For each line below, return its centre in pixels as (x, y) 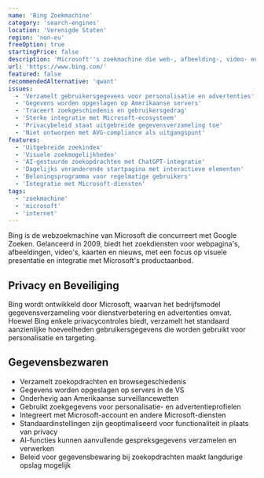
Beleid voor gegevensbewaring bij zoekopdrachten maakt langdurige (131, 457)
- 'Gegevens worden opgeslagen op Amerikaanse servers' (108, 103)
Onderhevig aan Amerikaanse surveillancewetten (99, 398)
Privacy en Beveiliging (64, 285)
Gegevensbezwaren (59, 363)
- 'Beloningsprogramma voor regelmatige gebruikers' (103, 177)
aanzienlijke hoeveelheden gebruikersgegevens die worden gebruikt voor (127, 330)
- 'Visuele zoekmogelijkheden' (66, 154)
